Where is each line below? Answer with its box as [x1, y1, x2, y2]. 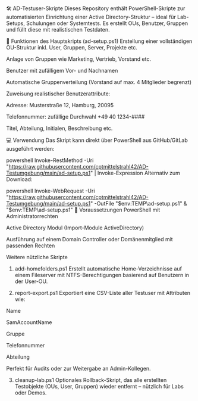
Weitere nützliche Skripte [6, 254, 68, 260]
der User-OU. [14, 278, 48, 285]
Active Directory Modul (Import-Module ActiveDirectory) [6, 224, 144, 231]
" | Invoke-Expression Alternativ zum [90, 169, 180, 176]
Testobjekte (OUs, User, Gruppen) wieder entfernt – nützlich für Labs [14, 383, 184, 390]
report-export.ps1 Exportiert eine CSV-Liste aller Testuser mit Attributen [14, 290, 191, 296]
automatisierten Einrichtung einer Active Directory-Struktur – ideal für [6, 14, 177, 20]
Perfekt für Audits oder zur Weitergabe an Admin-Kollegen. [6, 365, 151, 372]
